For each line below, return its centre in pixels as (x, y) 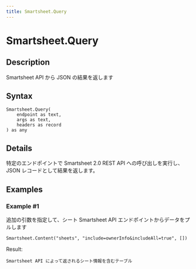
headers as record (39, 125)
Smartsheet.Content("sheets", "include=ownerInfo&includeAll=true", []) (97, 238)
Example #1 (23, 206)
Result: (14, 249)
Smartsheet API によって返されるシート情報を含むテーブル (69, 261)
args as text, (34, 120)
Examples (24, 189)
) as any (17, 130)
